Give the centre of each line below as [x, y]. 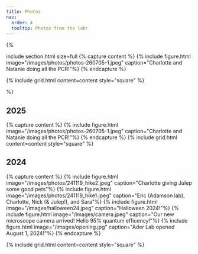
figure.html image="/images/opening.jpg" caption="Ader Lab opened [90, 227]
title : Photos [24, 12]
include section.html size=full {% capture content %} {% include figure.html [98, 56]
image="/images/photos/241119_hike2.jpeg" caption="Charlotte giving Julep [99, 183]
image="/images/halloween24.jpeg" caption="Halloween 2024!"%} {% [92, 208]
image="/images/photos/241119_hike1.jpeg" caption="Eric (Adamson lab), [95, 195]
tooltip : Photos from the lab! [50, 28]
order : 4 [22, 22]
